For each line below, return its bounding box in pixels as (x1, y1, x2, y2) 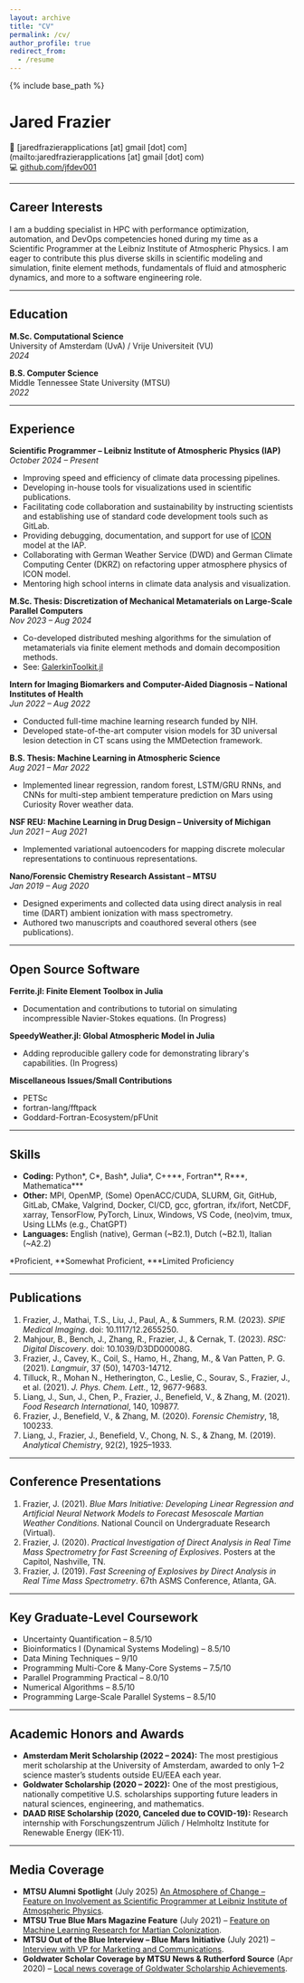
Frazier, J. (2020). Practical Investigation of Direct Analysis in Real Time (22, 1537, 291, 1547)
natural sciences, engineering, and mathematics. (22, 1798, 204, 1809)
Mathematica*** (22, 1181, 84, 1191)
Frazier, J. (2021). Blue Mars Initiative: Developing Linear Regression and (22, 1498, 294, 1509)
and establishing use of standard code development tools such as (22, 511, 269, 522)
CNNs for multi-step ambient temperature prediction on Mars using (22, 790, 273, 800)
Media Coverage (9, 1862, 105, 1877)
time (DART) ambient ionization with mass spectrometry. (22, 907, 233, 919)
